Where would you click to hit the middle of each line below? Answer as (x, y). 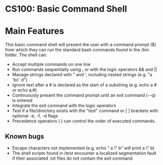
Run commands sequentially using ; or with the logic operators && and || (84, 69)
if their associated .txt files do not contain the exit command (72, 158)
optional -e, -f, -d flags (35, 116)
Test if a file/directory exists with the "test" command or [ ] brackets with (85, 111)
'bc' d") (20, 80)
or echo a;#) (25, 90)
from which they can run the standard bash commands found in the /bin (77, 50)
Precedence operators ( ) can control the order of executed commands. (84, 121)
